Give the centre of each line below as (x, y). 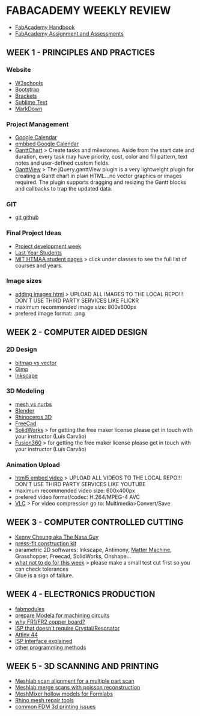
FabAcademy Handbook (45, 27)
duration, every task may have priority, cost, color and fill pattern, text (101, 156)
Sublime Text (31, 102)
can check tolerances (42, 569)
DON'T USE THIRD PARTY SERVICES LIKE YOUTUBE (80, 484)
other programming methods (50, 647)
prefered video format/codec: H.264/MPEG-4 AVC (77, 497)
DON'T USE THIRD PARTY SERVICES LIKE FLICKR (77, 300)
